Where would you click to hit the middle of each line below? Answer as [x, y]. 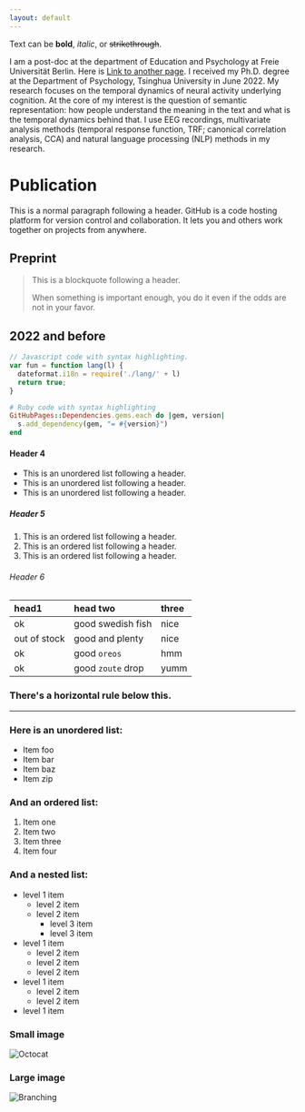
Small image [37, 1034]
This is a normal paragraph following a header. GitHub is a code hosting [143, 210]
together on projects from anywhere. [78, 229]
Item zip [38, 779]
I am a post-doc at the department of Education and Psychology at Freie [144, 61]
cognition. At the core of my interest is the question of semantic [128, 100]
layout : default [40, 18]
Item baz [39, 769]
